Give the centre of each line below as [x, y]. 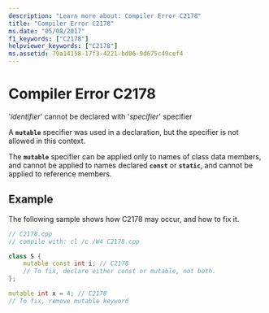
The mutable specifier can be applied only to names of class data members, [135, 156]
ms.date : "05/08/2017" [47, 31]
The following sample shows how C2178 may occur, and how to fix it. [124, 219]
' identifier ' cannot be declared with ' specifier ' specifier [100, 116]
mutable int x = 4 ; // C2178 [58, 293]
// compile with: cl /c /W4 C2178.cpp [74, 241]
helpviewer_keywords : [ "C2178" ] [63, 46]
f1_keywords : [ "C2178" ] [49, 39]
